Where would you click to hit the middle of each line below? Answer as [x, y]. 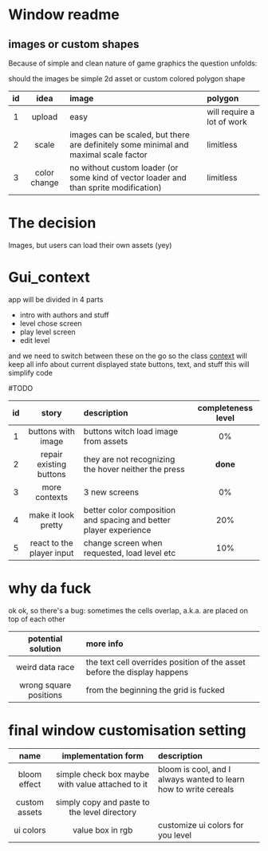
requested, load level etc [130, 553]
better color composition [130, 510]
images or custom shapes [74, 44]
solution [45, 648]
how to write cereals [196, 789]
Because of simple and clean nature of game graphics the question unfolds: [133, 63]
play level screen [47, 332]
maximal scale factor [108, 155]
